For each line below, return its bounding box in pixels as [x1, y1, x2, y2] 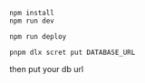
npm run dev [9, 16, 54, 25]
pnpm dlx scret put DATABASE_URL [9, 48, 136, 57]
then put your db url [9, 64, 84, 74]
